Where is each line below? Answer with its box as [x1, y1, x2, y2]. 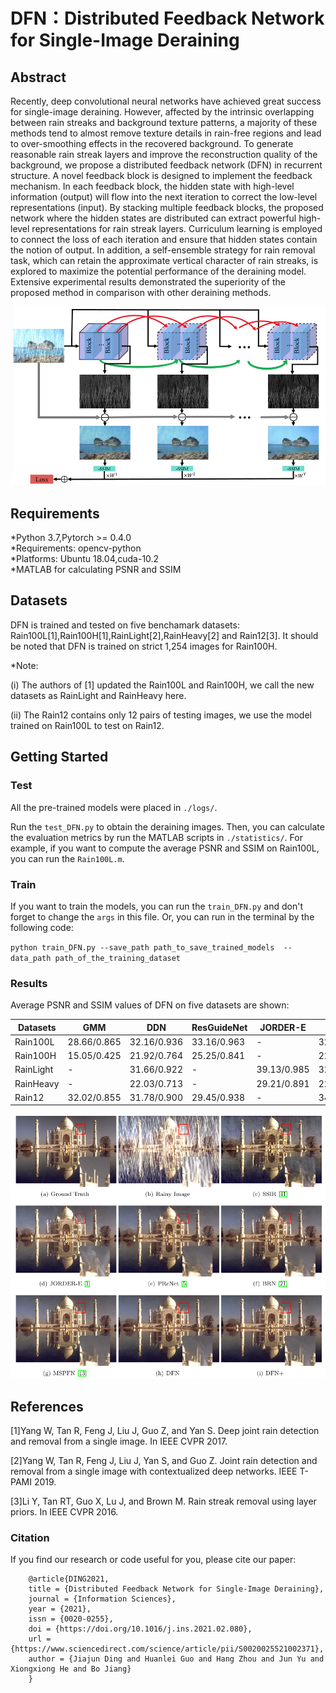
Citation [10, 1530, 50, 1544]
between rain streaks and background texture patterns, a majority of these [10, 117, 318, 128]
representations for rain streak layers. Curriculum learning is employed [31, 223, 323, 234]
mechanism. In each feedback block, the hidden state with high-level [10, 180, 295, 192]
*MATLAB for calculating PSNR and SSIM [10, 564, 182, 576]
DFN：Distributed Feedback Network [10, 7, 325, 30]
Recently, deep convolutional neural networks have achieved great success [10, 95, 322, 107]
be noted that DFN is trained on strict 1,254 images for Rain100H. [10, 640, 278, 652]
